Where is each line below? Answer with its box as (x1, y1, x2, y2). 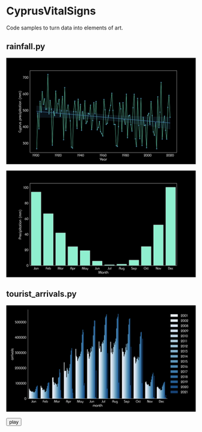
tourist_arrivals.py (6, 289, 77, 299)
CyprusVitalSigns (6, 4, 96, 18)
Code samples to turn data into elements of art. (6, 24, 123, 31)
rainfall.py (6, 41, 46, 52)
